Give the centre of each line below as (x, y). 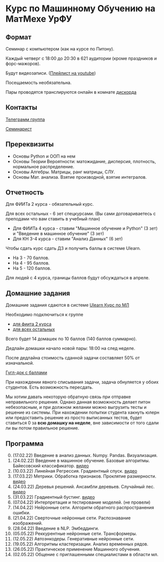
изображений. (28, 523)
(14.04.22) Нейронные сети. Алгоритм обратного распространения (83, 508)
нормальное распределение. (43, 166)
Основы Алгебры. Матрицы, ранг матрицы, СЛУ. (64, 172)
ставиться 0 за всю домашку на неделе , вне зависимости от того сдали (82, 423)
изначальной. (20, 363)
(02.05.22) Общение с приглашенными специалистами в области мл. (85, 555)
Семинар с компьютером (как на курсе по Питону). (60, 49)
